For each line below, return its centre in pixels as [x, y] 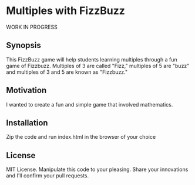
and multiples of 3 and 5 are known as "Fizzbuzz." [67, 72]
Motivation [26, 90]
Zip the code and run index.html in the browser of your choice [81, 137]
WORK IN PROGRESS [32, 27]
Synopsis [23, 45]
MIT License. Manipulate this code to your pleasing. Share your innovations [97, 169]
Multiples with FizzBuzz [65, 11]
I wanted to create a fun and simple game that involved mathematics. [90, 104]
